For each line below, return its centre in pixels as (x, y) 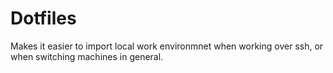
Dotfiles (43, 18)
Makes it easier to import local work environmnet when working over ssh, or (167, 46)
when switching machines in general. (87, 56)
